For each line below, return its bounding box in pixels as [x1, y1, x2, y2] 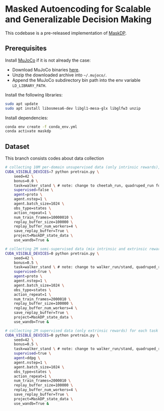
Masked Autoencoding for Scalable [5, 3, 151, 15]
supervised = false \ [14, 188, 54, 193]
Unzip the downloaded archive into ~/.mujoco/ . [12, 72, 107, 78]
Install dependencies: [5, 115, 48, 121]
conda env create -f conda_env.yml [5, 124, 78, 129]
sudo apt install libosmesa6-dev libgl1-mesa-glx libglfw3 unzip [5, 106, 141, 111]
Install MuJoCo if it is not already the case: [5, 57, 91, 63]
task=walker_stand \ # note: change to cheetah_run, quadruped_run [14, 183, 154, 188]
